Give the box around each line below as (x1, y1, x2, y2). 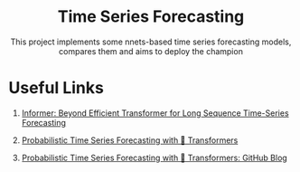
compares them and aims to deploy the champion (59, 45, 243, 56)
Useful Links (8, 78, 105, 99)
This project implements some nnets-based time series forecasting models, (10, 36, 292, 47)
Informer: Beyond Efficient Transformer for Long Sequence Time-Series (21, 107, 290, 119)
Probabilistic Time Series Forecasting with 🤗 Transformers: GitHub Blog (21, 152, 288, 163)
